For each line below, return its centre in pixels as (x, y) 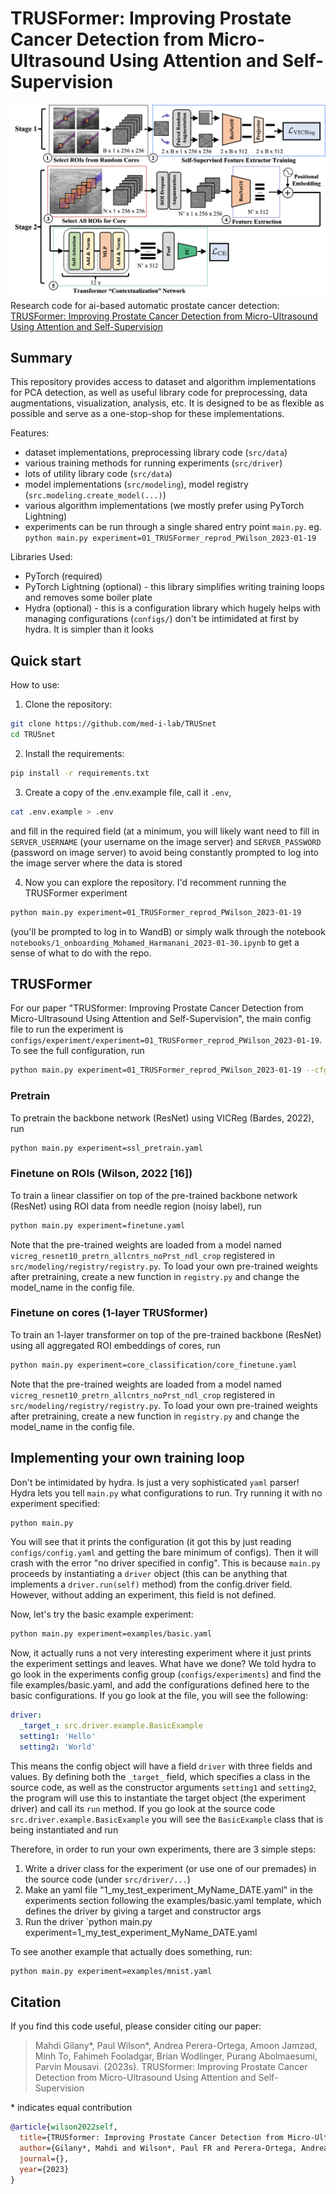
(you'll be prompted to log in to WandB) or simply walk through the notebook (168, 931)
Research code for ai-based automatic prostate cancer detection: (145, 305)
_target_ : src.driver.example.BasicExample (111, 1726)
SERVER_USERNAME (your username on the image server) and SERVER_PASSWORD (166, 841)
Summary (41, 357)
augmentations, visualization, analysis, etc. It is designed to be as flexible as (167, 403)
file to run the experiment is (67, 1029)
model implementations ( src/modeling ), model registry (136, 484)
